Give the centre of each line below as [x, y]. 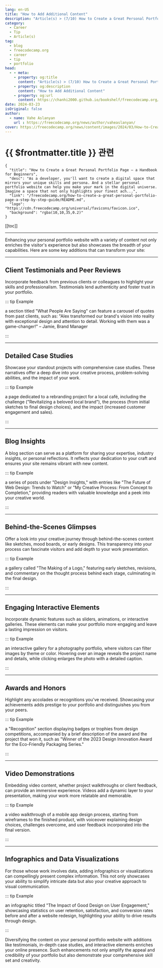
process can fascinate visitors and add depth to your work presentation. [77, 549]
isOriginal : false [24, 109]
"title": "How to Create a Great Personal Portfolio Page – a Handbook [83, 170]
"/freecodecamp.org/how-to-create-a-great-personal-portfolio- [92, 196]
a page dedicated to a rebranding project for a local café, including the [76, 396]
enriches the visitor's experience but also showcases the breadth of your [78, 245]
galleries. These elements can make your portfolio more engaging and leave [81, 624]
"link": [17, 196]
